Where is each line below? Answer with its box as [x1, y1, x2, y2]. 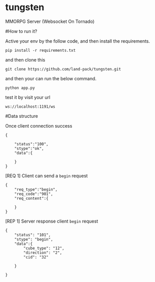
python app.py [5, 85, 35, 90]
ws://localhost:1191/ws [5, 104, 56, 109]
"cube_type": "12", [23, 245, 65, 250]
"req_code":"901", [14, 191, 53, 197]
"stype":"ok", [14, 146, 44, 151]
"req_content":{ [14, 196, 49, 201]
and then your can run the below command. [5, 75, 97, 81]
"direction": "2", [23, 250, 62, 255]
